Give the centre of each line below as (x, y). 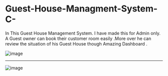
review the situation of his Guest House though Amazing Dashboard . (76, 43)
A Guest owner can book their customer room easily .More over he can (78, 38)
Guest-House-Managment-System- (81, 9)
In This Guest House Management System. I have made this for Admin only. (83, 33)
